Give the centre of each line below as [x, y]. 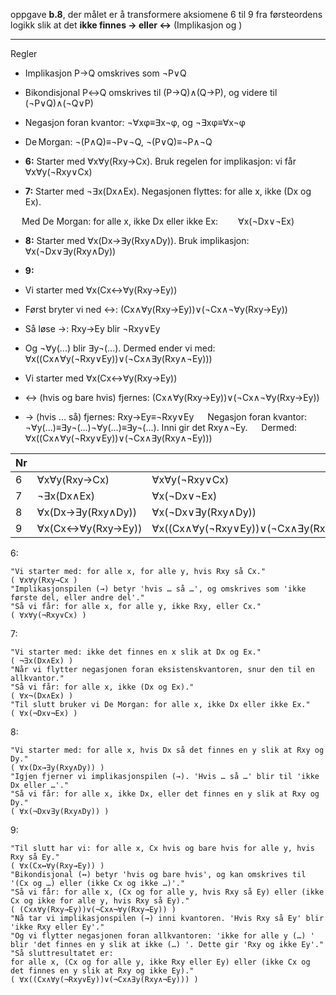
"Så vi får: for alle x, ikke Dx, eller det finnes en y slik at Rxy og [165, 794]
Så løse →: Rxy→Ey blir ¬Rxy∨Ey [92, 328]
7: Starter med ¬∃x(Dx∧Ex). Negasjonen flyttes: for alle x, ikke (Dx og [168, 191]
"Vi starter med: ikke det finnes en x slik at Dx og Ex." [136, 652]
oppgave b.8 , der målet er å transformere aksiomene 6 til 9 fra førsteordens [166, 14]
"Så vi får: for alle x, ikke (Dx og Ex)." [102, 687]
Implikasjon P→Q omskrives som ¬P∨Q [105, 73]
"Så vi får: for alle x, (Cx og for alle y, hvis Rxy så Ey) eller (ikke [167, 892]
